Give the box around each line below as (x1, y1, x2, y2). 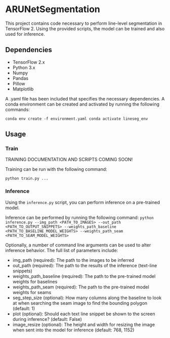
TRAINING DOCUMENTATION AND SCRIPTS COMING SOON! (5, 157, 133, 163)
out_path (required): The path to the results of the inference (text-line (12, 262, 157, 268)
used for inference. (5, 31, 45, 37)
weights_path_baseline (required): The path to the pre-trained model (12, 273, 156, 279)
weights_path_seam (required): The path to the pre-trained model (12, 284, 149, 290)
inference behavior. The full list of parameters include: (5, 247, 118, 253)
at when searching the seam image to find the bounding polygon (12, 300, 148, 306)
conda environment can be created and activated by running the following (5, 101, 160, 107)
